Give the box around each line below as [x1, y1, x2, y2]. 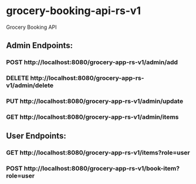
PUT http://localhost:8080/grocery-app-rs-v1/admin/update [6, 97, 184, 105]
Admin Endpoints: [6, 41, 73, 51]
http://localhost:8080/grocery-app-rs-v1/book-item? [23, 165, 180, 173]
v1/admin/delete [6, 81, 54, 89]
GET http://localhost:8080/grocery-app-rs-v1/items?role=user [6, 149, 191, 157]
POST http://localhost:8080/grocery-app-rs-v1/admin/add [6, 58, 178, 66]
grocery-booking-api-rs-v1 [6, 4, 141, 18]
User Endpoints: [6, 131, 66, 141]
